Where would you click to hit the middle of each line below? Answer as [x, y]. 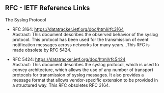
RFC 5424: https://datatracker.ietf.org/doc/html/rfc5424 [69, 59]
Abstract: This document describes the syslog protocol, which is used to [85, 64]
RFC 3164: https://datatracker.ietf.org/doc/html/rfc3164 [68, 29]
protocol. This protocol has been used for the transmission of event [80, 39]
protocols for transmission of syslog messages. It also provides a [78, 74]
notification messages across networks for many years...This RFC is [81, 45]
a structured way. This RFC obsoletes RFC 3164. [61, 85]
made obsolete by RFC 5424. [42, 50]
